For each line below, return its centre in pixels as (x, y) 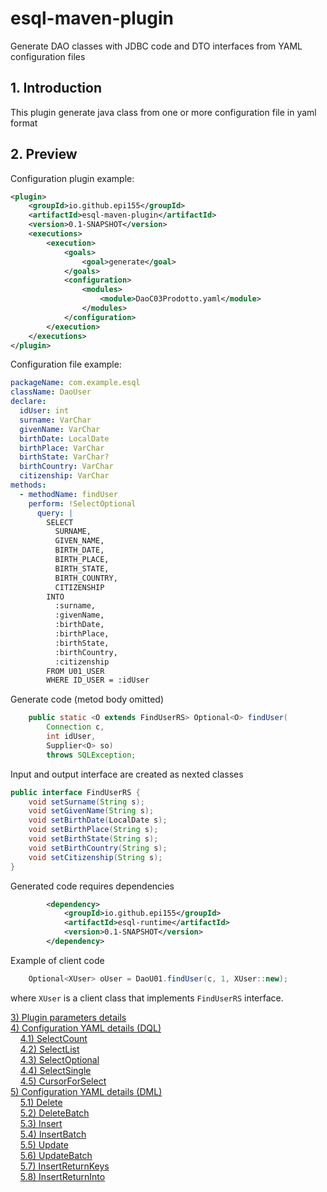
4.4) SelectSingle (55, 1070)
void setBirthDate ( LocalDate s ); (98, 820)
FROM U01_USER (75, 671)
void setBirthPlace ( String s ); (93, 830)
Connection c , (75, 727)
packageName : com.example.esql (75, 383)
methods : (28, 485)
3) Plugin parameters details (68, 1017)
